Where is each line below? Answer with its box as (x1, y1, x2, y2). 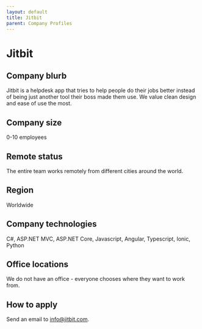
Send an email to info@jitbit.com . (6, 316, 90, 323)
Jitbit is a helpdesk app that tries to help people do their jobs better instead (6, 87, 195, 94)
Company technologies (6, 219, 97, 229)
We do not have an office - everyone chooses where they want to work (6, 275, 185, 283)
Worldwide (6, 201, 34, 208)
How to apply (6, 299, 58, 310)
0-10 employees (6, 133, 47, 141)
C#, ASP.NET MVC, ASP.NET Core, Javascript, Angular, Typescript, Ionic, (6, 235, 191, 242)
